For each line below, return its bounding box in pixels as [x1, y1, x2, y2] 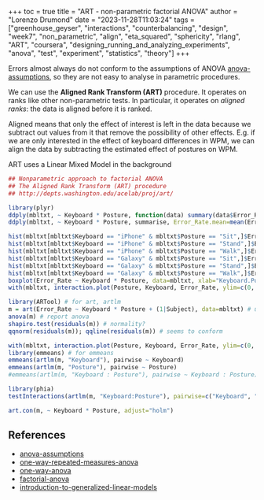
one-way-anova [19, 466, 71, 476]
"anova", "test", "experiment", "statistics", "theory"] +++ [8, 49, 190, 57]
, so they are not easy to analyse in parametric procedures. [49, 72, 240, 81]
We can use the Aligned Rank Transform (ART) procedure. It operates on [8, 87, 247, 97]
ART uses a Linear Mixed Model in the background [8, 160, 172, 169]
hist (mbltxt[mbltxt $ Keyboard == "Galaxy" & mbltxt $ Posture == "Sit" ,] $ [8, 254, 247, 262]
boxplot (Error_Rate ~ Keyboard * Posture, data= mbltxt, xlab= [8, 276, 216, 284]
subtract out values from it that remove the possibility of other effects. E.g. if [8, 128, 255, 137]
